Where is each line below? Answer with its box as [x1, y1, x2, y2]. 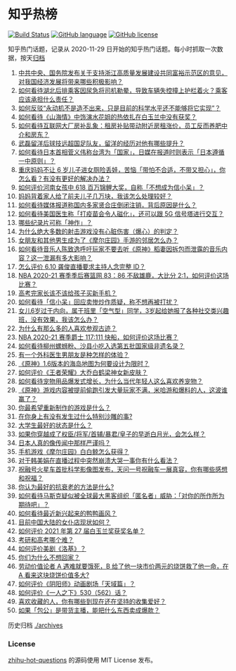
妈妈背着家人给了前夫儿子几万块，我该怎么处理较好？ [18, 192, 173, 200]
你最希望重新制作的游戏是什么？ [18, 403, 111, 412]
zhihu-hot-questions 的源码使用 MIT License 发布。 [8, 656, 157, 665]
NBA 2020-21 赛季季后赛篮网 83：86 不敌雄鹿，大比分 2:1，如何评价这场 [18, 271, 229, 279]
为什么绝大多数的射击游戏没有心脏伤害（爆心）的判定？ [18, 227, 178, 235]
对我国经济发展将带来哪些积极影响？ [18, 77, 124, 85]
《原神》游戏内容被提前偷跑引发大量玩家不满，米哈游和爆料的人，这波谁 [18, 386, 228, 394]
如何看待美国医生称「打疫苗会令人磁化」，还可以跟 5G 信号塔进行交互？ [18, 209, 224, 218]
